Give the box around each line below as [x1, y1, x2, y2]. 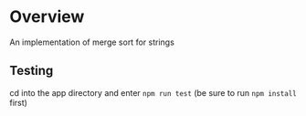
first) [9, 97, 27, 108]
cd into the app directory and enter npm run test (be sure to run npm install [9, 87, 297, 98]
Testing [9, 63, 54, 79]
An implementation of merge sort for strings [9, 37, 175, 47]
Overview [9, 6, 85, 27]
